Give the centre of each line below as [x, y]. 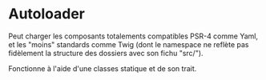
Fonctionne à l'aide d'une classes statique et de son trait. [103, 68]
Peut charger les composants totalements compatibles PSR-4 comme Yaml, [133, 36]
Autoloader [47, 14]
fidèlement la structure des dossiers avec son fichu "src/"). [106, 53]
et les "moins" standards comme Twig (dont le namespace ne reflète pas [129, 44]
